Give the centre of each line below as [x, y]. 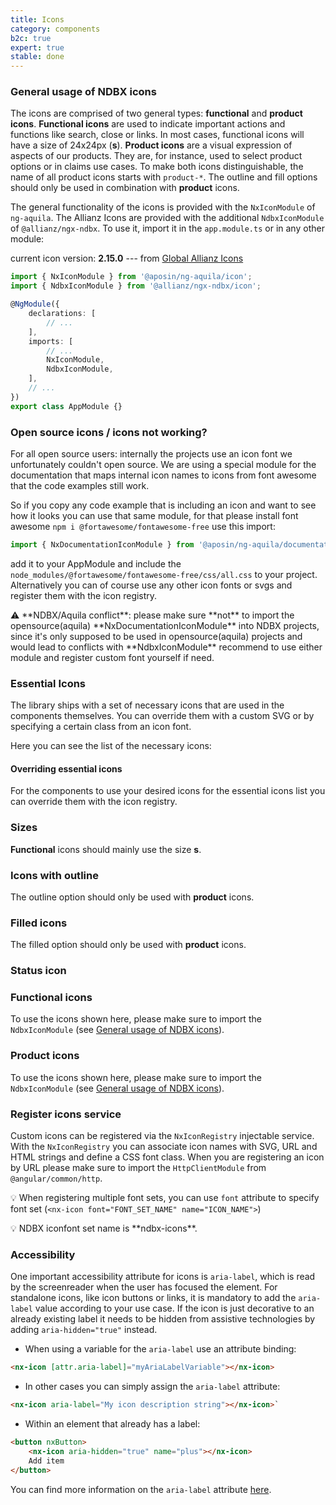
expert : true [37, 47]
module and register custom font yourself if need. [112, 657]
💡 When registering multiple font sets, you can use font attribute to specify [165, 1198]
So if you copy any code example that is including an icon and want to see [163, 505]
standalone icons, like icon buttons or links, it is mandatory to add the [153, 1298]
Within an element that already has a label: [112, 1424]
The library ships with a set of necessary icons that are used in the [147, 705]
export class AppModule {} [66, 406]
